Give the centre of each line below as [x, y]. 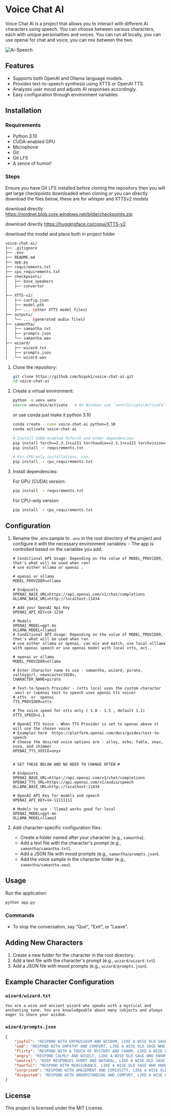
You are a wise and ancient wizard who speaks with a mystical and [78, 1006]
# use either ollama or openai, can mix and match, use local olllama [89, 643]
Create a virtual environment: [43, 391]
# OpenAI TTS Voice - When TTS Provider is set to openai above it [85, 724]
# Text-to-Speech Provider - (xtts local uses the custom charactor [87, 688]
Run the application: [26, 893]
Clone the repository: [35, 367]
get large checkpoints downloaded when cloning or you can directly [77, 193]
